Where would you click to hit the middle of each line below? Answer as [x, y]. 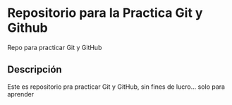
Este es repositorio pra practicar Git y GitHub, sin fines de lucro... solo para [116, 87]
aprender [20, 94]
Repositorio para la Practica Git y [105, 13]
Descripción [35, 69]
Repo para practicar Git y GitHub [55, 47]
